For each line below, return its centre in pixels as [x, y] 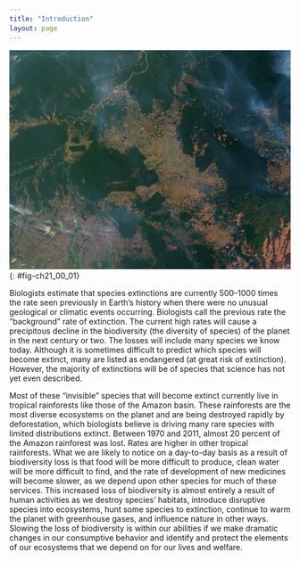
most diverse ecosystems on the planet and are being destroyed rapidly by [147, 415]
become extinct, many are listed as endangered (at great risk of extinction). [148, 359]
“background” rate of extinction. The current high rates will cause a [133, 322]
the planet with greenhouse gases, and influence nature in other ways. [139, 519]
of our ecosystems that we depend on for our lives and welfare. [126, 548]
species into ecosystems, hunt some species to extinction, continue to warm [150, 509]
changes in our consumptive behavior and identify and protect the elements [149, 538]
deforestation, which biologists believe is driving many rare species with [142, 425]
